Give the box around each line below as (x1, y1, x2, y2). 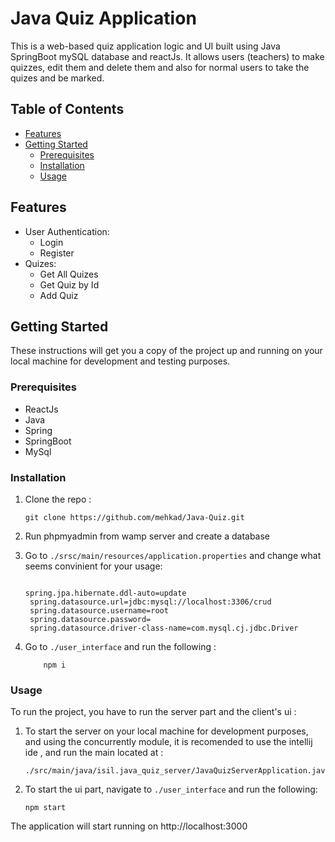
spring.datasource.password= (29, 614, 152, 624)
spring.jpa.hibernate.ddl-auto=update (24, 588, 187, 598)
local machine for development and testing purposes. (10, 355, 231, 367)
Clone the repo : (24, 493, 92, 505)
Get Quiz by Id (39, 278, 100, 291)
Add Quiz (39, 289, 79, 301)
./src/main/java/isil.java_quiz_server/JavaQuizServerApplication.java (24, 766, 330, 776)
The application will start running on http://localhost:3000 (10, 820, 248, 832)
